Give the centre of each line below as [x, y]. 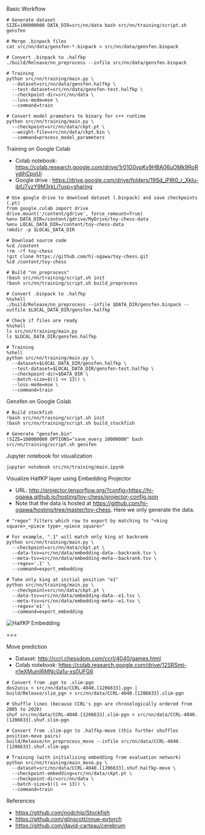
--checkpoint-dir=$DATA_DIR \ [50, 374]
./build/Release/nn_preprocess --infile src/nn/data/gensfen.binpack [97, 63]
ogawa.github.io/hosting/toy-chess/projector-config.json [87, 497]
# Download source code [37, 240]
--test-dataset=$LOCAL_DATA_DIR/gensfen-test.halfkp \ [83, 369]
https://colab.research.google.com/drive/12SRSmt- [122, 665]
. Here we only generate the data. [153, 510]
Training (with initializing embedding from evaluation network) [97, 757]
